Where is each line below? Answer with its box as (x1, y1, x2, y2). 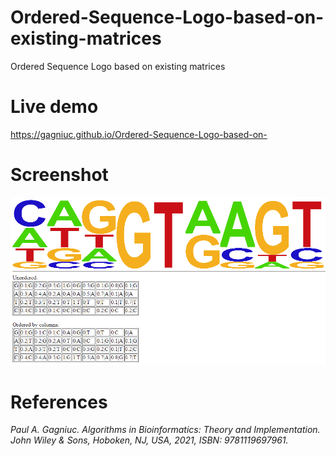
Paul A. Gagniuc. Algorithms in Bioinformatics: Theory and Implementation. (10, 424, 321, 436)
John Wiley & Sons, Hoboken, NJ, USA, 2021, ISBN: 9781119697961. (10, 434, 289, 446)
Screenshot (10, 164, 109, 186)
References (10, 391, 108, 413)
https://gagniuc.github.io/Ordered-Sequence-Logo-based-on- (10, 128, 268, 140)
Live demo (10, 96, 99, 118)
